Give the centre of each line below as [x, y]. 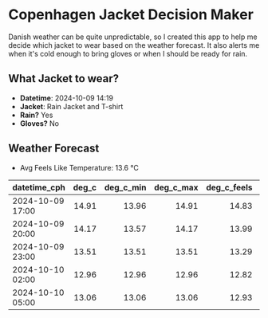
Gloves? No [39, 123]
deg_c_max [176, 187]
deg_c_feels [229, 187]
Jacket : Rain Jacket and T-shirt [71, 106]
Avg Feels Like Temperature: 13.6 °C [79, 167]
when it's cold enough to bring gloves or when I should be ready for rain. [128, 53]
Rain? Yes [36, 115]
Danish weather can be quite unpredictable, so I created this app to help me [133, 37]
